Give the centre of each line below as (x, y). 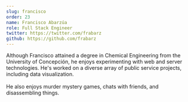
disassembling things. (33, 93)
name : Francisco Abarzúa (37, 22)
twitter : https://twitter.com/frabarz (54, 33)
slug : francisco (26, 11)
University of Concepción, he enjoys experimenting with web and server (94, 62)
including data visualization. (40, 74)
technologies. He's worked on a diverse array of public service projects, (94, 68)
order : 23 (18, 17)
